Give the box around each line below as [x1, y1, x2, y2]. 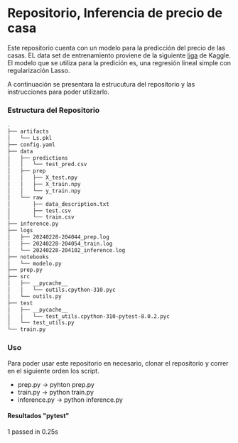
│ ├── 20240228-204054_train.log [7, 240, 113, 247]
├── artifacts [7, 128, 50, 136]
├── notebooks [7, 253, 50, 261]
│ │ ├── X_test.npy [7, 174, 78, 182]
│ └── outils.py [7, 292, 62, 300]
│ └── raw [7, 194, 43, 201]
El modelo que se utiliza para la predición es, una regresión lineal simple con [7, 58, 231, 67]
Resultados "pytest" [7, 412, 70, 420]
